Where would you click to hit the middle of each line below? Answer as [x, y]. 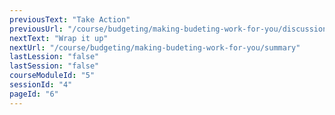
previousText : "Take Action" [70, 19]
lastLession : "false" [54, 57]
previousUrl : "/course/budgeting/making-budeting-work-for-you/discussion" [170, 29]
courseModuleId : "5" [52, 76]
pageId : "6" [34, 94]
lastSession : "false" [54, 66]
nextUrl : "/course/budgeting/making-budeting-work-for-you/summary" [155, 47]
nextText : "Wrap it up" [59, 38]
